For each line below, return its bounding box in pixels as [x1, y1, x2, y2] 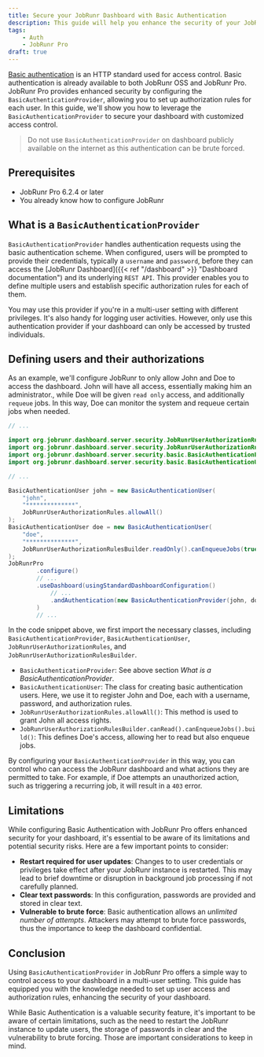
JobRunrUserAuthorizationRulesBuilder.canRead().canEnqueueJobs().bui [19, 726, 256, 734]
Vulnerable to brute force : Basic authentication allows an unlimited [19, 907, 237, 917]
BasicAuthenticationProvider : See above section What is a [19, 666, 212, 675]
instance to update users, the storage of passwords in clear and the [8, 1025, 228, 1034]
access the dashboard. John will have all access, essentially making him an [8, 382, 252, 391]
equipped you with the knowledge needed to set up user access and [8, 985, 230, 994]
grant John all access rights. [19, 715, 112, 725]
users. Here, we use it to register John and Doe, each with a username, [19, 690, 251, 700]
